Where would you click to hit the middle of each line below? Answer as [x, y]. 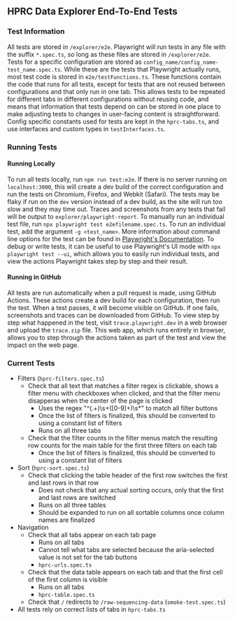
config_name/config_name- [181, 62]
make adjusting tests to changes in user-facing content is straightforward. [114, 114]
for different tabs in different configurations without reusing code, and [108, 99]
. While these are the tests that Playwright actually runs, [141, 69]
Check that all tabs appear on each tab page [92, 535]
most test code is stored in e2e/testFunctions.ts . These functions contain [114, 76]
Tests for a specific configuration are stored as [74, 62]
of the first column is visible [68, 580]
